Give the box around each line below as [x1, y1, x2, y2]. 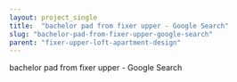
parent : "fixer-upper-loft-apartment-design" [9, 37, 181, 47]
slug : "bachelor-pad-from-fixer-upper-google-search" [9, 29, 214, 38]
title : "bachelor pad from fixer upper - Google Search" [9, 21, 229, 30]
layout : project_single [9, 12, 98, 22]
